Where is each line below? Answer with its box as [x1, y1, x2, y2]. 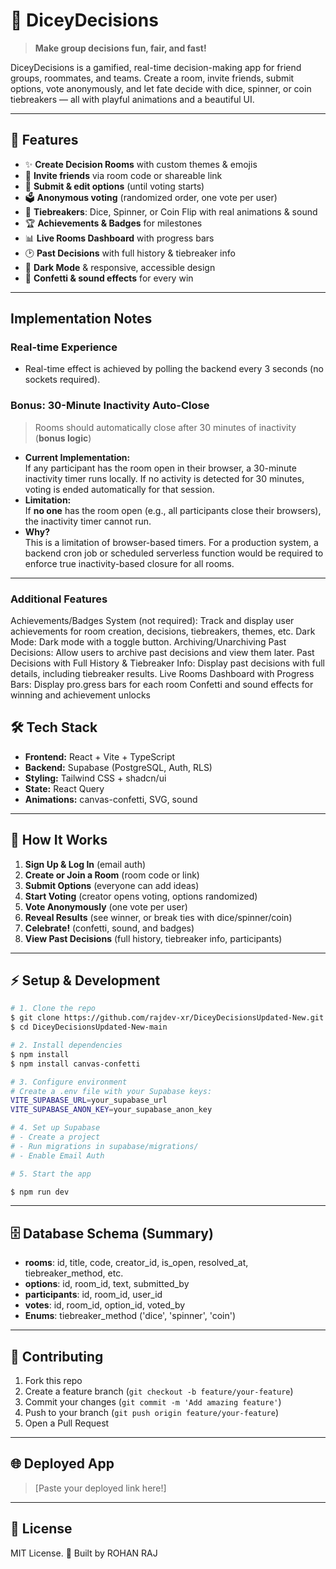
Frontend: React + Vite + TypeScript [24, 750, 176, 763]
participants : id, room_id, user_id [24, 1289, 163, 1301]
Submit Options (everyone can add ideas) [24, 879, 200, 891]
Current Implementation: [24, 451, 131, 463]
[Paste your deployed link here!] [34, 1482, 167, 1494]
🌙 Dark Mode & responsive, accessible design [24, 261, 216, 273]
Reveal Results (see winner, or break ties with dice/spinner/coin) [24, 911, 293, 923]
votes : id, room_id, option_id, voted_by [24, 1299, 186, 1311]
